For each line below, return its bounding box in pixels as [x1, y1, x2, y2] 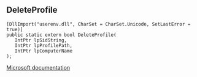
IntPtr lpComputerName [14, 48, 72, 54]
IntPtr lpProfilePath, [14, 42, 72, 48]
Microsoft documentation [6, 64, 71, 71]
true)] [6, 26, 23, 32]
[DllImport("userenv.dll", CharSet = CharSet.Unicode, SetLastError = [6, 21, 191, 27]
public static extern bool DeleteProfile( [6, 32, 117, 38]
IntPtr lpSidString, [14, 37, 68, 43]
